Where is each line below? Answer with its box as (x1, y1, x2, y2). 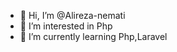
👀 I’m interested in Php (19, 20, 113, 32)
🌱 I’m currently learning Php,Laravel (19, 31, 168, 42)
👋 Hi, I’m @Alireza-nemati (19, 10, 126, 21)
